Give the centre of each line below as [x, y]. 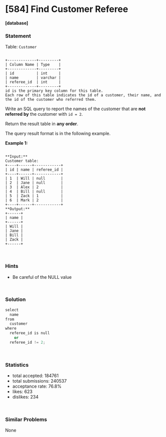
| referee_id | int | [33, 82]
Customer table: [22, 161]
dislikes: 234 [25, 397]
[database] [17, 23]
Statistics [17, 365]
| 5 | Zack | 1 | [34, 196]
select [12, 310]
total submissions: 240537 [40, 381]
